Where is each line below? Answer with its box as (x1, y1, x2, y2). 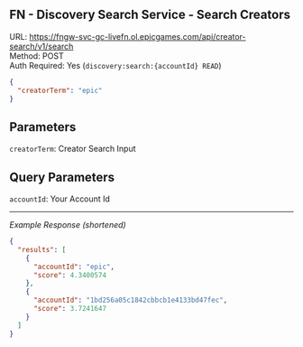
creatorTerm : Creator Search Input (9, 144, 137, 155)
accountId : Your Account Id (9, 193, 111, 204)
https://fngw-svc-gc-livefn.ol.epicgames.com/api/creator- (29, 31, 246, 42)
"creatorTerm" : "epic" (17, 86, 103, 95)
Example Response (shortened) (9, 220, 126, 230)
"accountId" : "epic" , (32, 262, 115, 271)
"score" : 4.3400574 (32, 270, 106, 279)
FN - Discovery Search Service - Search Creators (9, 7, 291, 23)
